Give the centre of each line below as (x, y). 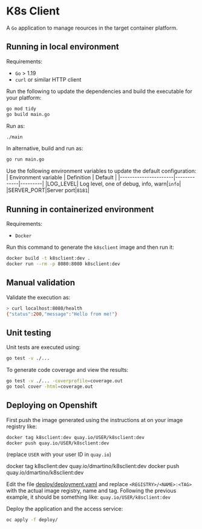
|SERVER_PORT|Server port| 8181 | (48, 190)
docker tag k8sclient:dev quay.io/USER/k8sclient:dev (76, 437)
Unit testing (29, 332)
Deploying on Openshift (52, 406)
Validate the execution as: (38, 297)
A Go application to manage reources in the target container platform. (92, 28)
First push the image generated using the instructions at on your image (95, 420)
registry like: (22, 426)
